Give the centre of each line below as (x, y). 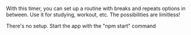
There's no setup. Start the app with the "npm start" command (81, 26)
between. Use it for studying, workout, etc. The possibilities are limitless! (93, 15)
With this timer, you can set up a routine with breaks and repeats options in (96, 8)
